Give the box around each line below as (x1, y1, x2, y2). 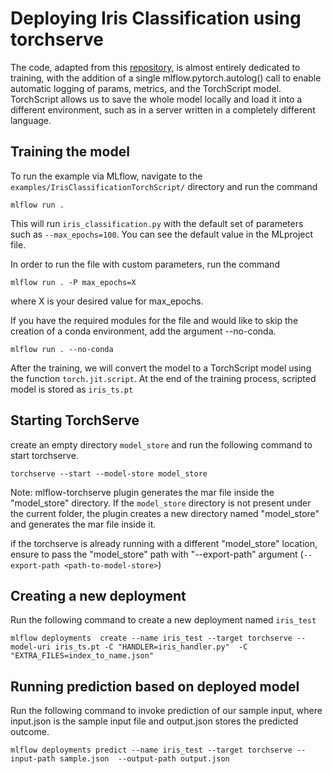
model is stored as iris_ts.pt (10, 383, 134, 395)
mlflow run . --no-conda (10, 344, 114, 354)
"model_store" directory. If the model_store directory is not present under (10, 497, 312, 509)
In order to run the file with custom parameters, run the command (10, 258, 280, 270)
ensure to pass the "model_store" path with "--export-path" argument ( (10, 548, 304, 560)
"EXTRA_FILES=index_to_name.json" (10, 651, 155, 661)
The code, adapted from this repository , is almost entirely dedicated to (10, 61, 301, 73)
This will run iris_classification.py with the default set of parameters (10, 217, 304, 229)
